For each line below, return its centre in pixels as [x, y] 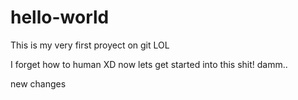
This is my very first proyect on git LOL [90, 45]
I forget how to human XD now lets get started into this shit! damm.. [149, 64]
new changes [38, 83]
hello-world [60, 17]
